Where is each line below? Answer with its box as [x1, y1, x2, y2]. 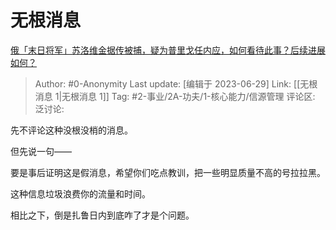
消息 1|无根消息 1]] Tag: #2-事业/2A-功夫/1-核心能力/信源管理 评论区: [34, 90, 316, 102]
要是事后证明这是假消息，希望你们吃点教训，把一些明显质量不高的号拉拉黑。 [10, 166, 326, 178]
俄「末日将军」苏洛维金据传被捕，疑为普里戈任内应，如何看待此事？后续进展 [10, 44, 326, 56]
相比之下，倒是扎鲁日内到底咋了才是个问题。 [10, 209, 195, 221]
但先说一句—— [10, 145, 72, 157]
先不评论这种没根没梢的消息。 [10, 124, 133, 136]
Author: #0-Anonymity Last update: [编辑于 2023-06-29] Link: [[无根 [34, 77, 318, 90]
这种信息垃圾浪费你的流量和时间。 [10, 187, 151, 200]
